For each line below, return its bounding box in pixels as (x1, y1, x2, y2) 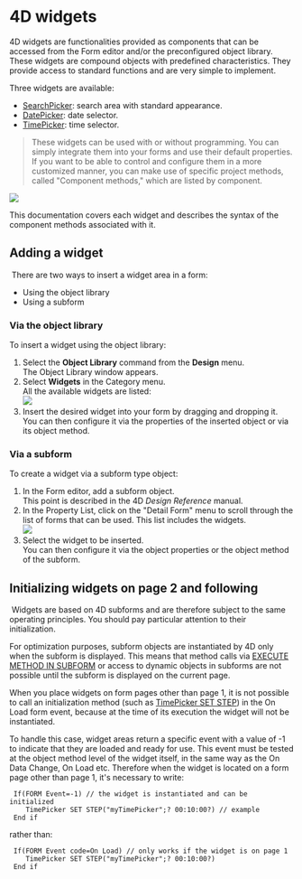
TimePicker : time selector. (22, 119, 120, 130)
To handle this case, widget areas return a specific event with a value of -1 (9, 734, 286, 744)
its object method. (22, 425, 90, 436)
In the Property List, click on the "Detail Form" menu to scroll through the (22, 505, 294, 516)
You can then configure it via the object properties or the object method (22, 545, 290, 556)
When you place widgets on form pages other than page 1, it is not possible (9, 687, 290, 698)
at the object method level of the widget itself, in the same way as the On (9, 753, 280, 764)
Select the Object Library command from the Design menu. (22, 357, 245, 368)
